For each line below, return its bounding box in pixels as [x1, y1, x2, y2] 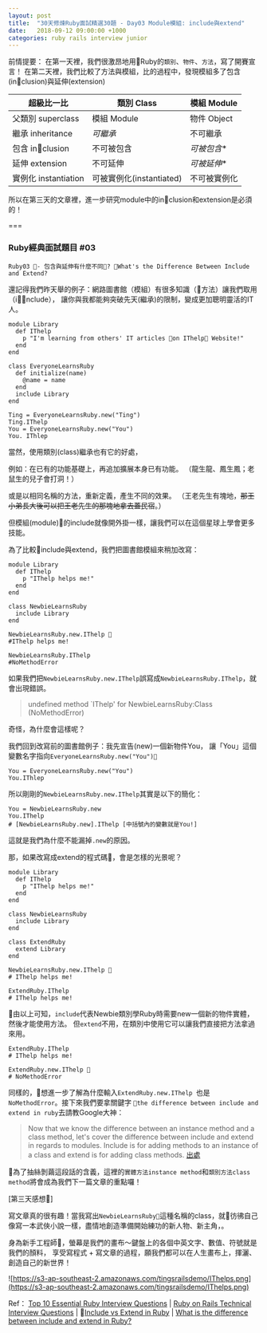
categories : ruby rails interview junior [8, 34, 148, 42]
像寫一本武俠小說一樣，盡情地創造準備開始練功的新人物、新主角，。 [8, 1221, 229, 1230]
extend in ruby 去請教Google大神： [8, 1107, 124, 1117]
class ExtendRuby [8, 938, 66, 946]
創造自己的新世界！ [8, 1257, 72, 1267]
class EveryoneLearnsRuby [8, 362, 94, 370]
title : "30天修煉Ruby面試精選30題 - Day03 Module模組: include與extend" [8, 19, 245, 27]
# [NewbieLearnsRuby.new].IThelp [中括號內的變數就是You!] [8, 820, 198, 828]
